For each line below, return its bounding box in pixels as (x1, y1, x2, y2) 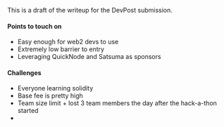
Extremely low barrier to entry (17, 45, 104, 53)
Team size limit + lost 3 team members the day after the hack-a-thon (17, 99, 217, 107)
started (17, 107, 39, 115)
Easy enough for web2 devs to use (17, 38, 119, 46)
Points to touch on (7, 22, 62, 30)
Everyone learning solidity (17, 84, 94, 93)
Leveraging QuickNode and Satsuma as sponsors (17, 53, 161, 61)
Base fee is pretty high (17, 91, 83, 100)
